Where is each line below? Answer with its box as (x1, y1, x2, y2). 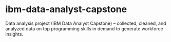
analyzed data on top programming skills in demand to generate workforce (5, 25, 163, 31)
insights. (5, 31, 24, 37)
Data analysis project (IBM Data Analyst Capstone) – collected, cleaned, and (5, 20, 166, 26)
